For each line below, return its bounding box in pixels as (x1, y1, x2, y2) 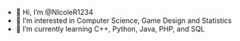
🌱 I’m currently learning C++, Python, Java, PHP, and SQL (15, 24, 205, 33)
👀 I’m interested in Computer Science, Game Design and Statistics (15, 16, 232, 25)
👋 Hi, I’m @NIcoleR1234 (15, 8, 94, 17)
